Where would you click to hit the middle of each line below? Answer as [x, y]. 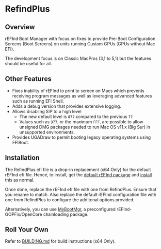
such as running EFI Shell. [38, 101]
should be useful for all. [29, 64]
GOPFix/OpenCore [24, 214]
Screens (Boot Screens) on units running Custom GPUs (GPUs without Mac [80, 44]
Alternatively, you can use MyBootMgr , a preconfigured [60, 209]
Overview [20, 27]
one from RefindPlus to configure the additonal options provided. [70, 200]
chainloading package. [66, 214]
